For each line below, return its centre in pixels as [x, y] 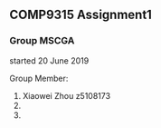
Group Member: [39, 78]
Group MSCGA [42, 41]
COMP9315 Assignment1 [80, 15]
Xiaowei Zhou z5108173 [66, 95]
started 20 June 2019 [49, 60]
